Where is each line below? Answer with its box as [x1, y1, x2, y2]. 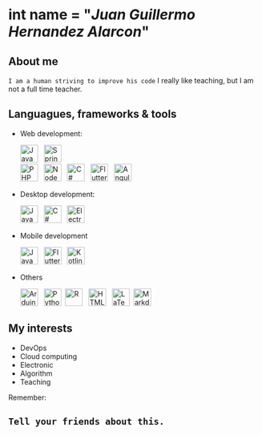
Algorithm [19, 369, 53, 378]
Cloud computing [19, 351, 78, 361]
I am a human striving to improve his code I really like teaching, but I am [8, 76, 254, 85]
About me [8, 54, 58, 68]
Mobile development [19, 231, 88, 240]
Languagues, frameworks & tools [8, 107, 177, 121]
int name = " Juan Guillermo [8, 6, 196, 24]
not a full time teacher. [8, 84, 83, 94]
